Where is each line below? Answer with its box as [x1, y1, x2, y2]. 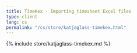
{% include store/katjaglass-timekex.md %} [6, 40, 111, 47]
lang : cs [6, 19, 27, 25]
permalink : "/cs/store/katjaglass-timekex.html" [6, 24, 127, 31]
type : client [6, 14, 38, 20]
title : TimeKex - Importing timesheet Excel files [6, 8, 132, 14]
